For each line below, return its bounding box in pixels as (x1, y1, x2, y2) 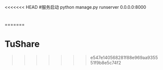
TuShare (4, 38, 40, 50)
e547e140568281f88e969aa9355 (90, 55, 158, 61)
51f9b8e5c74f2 (90, 60, 122, 66)
